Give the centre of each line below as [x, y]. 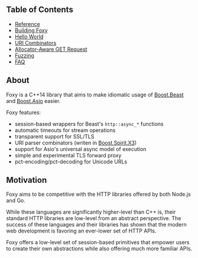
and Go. [16, 201]
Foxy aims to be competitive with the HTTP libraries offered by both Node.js [98, 194]
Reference [27, 24]
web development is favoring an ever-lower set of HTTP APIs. [81, 231]
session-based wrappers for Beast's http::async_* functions [89, 124]
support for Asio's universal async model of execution [80, 149]
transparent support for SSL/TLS [54, 136]
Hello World [29, 36]
